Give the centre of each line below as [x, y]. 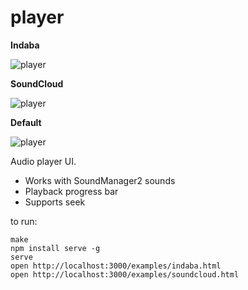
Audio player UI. [43, 161]
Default [26, 122]
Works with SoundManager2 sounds [100, 180]
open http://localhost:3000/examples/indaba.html [116, 266]
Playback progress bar [71, 191]
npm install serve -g [55, 248]
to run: [24, 221]
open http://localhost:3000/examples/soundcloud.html [125, 274]
